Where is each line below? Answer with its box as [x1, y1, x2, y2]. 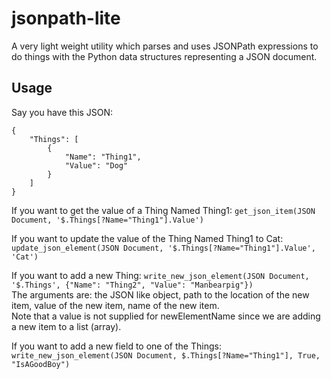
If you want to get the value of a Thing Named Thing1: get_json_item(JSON [11, 204, 316, 216]
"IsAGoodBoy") [11, 359, 71, 369]
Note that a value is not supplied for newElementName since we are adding [11, 310, 321, 322]
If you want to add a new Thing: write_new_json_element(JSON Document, [11, 269, 310, 281]
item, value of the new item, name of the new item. [11, 299, 220, 311]
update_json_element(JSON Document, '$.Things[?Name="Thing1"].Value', [11, 243, 316, 253]
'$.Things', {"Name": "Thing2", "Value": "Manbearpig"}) [11, 280, 254, 290]
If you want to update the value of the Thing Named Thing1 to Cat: [11, 232, 284, 244]
